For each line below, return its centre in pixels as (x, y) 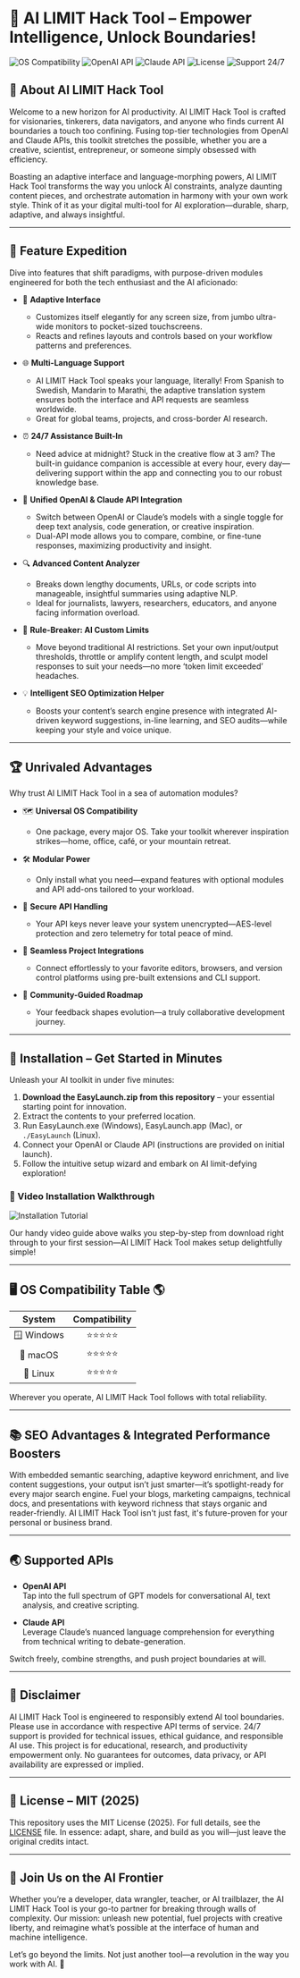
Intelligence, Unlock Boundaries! (133, 37)
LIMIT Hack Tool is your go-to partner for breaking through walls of (133, 1909)
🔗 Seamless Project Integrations (83, 951)
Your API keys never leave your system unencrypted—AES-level (154, 924)
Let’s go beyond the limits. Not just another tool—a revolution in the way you (150, 1955)
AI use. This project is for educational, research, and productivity (129, 1745)
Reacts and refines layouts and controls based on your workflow (154, 335)
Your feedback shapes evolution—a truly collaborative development (160, 1012)
